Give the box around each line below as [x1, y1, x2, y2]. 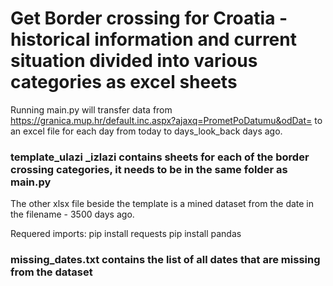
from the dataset [10, 265, 93, 279]
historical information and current [10, 28, 297, 51]
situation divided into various [10, 50, 258, 72]
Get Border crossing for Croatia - [10, 7, 288, 30]
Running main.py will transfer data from [10, 103, 173, 116]
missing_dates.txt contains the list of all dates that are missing [10, 253, 321, 267]
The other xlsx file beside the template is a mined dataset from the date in [10, 198, 315, 210]
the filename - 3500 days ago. [10, 208, 135, 221]
